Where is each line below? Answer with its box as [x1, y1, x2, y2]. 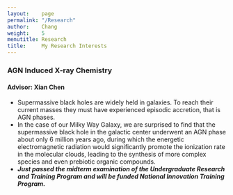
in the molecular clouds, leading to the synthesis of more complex [17, 150, 207, 159]
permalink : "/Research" [7, 17, 77, 24]
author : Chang [7, 23, 58, 30]
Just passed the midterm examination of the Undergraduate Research [17, 165, 225, 173]
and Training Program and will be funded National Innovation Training [17, 172, 225, 181]
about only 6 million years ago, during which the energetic [17, 135, 184, 143]
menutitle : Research [7, 36, 67, 43]
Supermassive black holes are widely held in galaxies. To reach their [17, 98, 214, 107]
